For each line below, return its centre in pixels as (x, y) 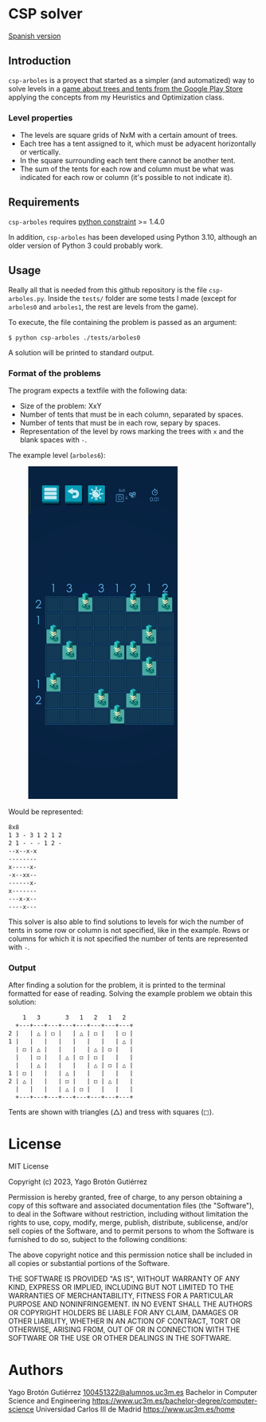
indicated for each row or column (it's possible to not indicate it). (126, 178)
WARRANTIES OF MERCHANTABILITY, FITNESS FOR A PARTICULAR (121, 1296)
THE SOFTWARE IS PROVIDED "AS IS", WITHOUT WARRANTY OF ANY (124, 1279)
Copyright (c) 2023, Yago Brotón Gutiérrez (78, 1182)
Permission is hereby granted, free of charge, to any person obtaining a (125, 1197)
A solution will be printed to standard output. (81, 352)
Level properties (41, 118)
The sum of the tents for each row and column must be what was (127, 169)
